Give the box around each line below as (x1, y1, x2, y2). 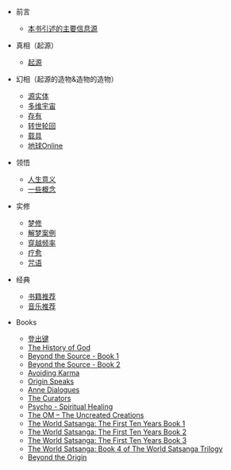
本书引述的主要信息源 (27, 24, 98, 33)
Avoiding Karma (27, 368, 80, 377)
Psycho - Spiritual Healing (27, 402, 114, 411)
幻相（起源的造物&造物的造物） (15, 75, 118, 83)
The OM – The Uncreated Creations (27, 410, 144, 419)
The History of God (27, 343, 91, 352)
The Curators (27, 394, 71, 403)
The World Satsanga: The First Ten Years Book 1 (27, 419, 186, 428)
